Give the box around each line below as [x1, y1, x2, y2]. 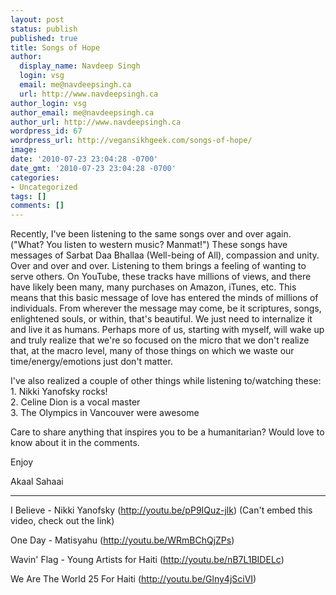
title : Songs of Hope [10, 42, 101, 53]
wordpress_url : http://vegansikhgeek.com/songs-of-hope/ [10, 136, 253, 146]
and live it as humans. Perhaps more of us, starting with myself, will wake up [10, 324, 325, 336]
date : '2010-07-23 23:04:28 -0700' [10, 154, 159, 164]
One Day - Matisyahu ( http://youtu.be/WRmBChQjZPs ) [10, 534, 235, 546]
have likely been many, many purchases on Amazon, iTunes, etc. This [10, 281, 297, 293]
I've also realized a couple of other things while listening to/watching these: [10, 375, 322, 387]
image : [10, 145, 38, 155]
